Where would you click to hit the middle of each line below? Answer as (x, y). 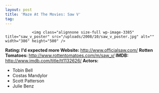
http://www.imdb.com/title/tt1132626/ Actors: (52, 61)
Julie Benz (23, 86)
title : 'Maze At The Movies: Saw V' (43, 14)
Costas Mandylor (30, 76)
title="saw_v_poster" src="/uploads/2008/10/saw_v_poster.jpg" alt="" (80, 37)
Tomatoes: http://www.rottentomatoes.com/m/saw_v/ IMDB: (67, 55)
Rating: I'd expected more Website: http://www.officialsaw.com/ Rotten (79, 50)
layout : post (19, 10)
